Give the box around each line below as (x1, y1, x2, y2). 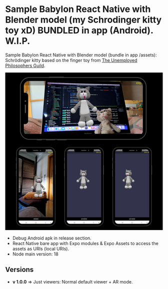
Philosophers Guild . (5, 62, 45, 68)
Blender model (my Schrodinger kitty (5, 14, 162, 25)
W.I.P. (5, 35, 30, 47)
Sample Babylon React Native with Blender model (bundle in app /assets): (5, 51, 157, 58)
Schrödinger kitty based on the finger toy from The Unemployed (5, 57, 137, 63)
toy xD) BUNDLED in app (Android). (5, 25, 153, 36)
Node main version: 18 (12, 251, 58, 257)
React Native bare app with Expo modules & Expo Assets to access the (12, 240, 158, 246)
